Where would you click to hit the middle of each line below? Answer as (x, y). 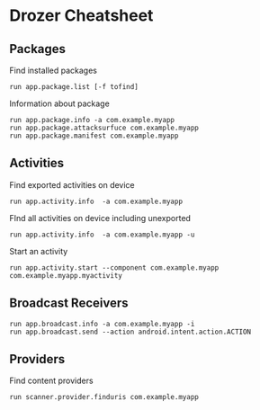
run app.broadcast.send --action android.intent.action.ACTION (130, 332)
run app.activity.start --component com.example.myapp (114, 267)
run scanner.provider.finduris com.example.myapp (104, 397)
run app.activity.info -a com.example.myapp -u (102, 235)
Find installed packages (53, 70)
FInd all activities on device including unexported (100, 218)
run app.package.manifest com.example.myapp (94, 136)
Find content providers (51, 381)
